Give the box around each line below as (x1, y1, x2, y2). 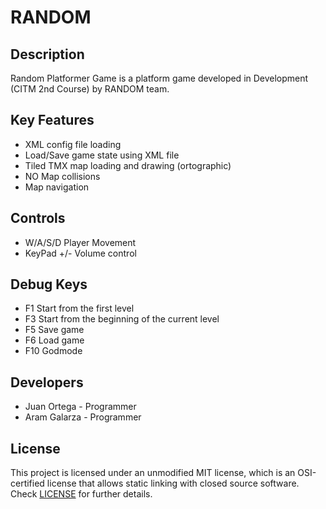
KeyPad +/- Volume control (24, 247, 137, 259)
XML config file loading (24, 138, 122, 150)
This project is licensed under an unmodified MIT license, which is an (10, 467, 296, 479)
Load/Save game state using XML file (24, 149, 180, 161)
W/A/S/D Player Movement (24, 236, 137, 248)
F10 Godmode (24, 345, 83, 357)
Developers (10, 374, 84, 391)
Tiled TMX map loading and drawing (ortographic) (24, 159, 232, 171)
